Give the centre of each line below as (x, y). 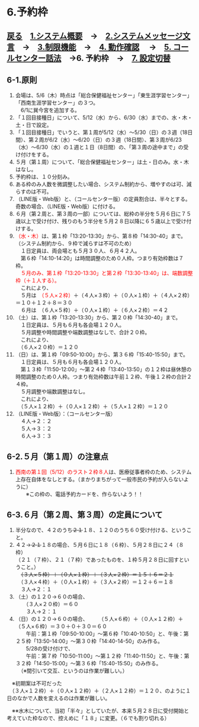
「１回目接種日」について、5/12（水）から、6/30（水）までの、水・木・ (104, 118)
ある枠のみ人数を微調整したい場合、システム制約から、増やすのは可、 (101, 184)
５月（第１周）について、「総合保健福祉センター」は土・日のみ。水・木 (102, 162)
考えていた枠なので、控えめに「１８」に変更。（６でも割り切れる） (88, 718)
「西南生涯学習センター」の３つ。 (57, 103)
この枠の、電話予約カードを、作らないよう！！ (86, 494)
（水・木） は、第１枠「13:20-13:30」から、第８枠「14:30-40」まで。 (100, 236)
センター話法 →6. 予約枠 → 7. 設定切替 (93, 58)
